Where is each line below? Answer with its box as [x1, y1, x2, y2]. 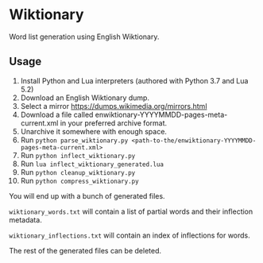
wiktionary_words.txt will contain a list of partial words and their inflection [9, 207, 253, 216]
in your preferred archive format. [60, 118, 168, 128]
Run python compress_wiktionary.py [20, 176, 139, 185]
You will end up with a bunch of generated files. [9, 191, 165, 200]
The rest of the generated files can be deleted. [9, 246, 162, 255]
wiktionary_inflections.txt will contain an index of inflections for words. [9, 230, 251, 240]
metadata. [9, 215, 42, 224]
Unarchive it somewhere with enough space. [20, 126, 168, 136]
